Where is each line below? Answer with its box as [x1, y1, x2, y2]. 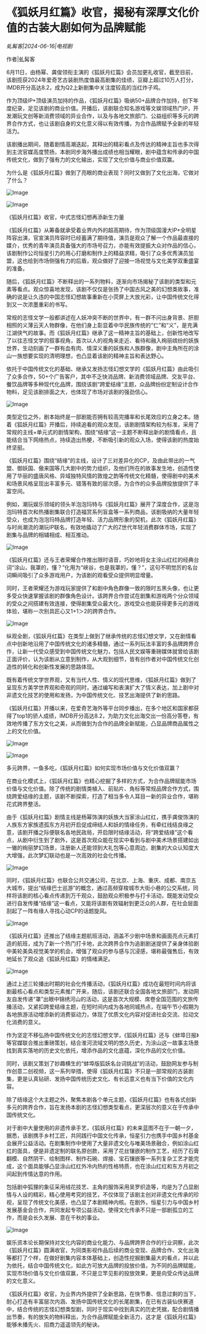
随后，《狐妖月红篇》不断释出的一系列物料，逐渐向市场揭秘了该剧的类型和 [6, 277, 191, 285]
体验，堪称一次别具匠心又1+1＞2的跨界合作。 [6, 607, 120, 615]
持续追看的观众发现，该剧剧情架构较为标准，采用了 [70, 421, 199, 428]
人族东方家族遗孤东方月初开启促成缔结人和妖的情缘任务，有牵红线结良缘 [6, 821, 188, 828]
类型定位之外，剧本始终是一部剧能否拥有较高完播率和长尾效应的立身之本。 [6, 413, 194, 420]
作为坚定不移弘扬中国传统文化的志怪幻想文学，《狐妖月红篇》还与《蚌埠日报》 [6, 1031, 199, 1038]
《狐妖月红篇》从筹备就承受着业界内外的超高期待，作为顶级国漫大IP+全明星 [6, 226, 197, 234]
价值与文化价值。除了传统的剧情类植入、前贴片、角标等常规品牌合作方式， [6, 784, 194, 792]
